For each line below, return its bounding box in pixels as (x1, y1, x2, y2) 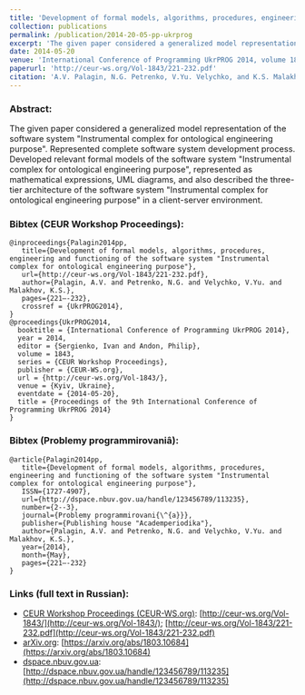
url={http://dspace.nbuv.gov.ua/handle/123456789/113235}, (21, 494, 250, 504)
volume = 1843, (17, 350, 75, 359)
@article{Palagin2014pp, (9, 455, 103, 464)
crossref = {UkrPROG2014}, (21, 302, 124, 312)
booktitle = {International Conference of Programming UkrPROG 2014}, (17, 326, 290, 335)
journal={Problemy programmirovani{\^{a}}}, (21, 511, 193, 520)
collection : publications (9, 22, 107, 31)
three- (270, 174, 295, 186)
